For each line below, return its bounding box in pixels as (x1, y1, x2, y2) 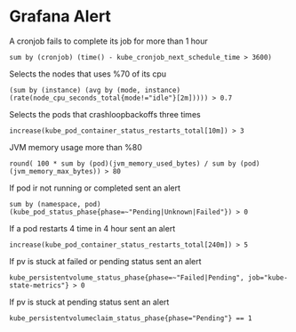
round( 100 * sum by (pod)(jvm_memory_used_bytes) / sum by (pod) (9, 158, 260, 168)
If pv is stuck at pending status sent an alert (9, 296, 170, 307)
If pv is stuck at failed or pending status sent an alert (9, 255, 202, 266)
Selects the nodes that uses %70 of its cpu (9, 69, 167, 79)
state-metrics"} (9, 280, 69, 290)
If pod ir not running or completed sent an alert (9, 182, 180, 193)
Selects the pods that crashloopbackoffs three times (9, 109, 202, 119)
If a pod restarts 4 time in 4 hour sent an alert (9, 223, 176, 233)
